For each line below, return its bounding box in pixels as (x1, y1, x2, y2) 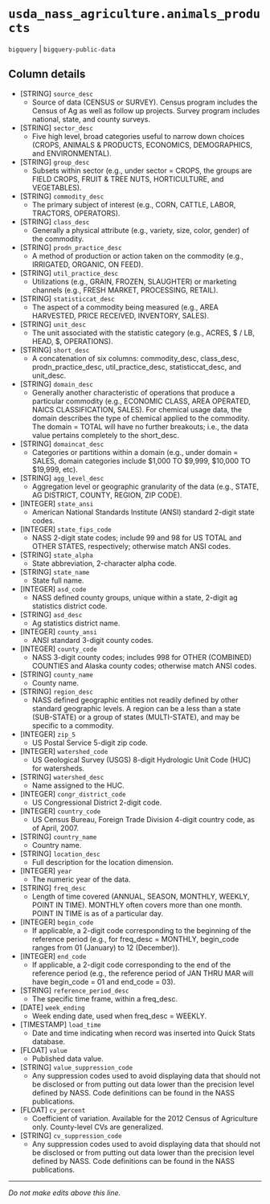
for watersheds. (31, 763, 84, 773)
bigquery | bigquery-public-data (8, 43, 116, 54)
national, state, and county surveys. (31, 114, 151, 124)
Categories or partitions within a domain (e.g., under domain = (31, 447, 239, 457)
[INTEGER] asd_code (19, 584, 87, 593)
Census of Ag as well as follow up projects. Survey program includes (31, 105, 260, 115)
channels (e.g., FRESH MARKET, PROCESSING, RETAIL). (31, 285, 219, 295)
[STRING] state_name (19, 567, 90, 576)
